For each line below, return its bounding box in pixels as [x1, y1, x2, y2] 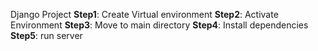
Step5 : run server [10, 30, 83, 41]
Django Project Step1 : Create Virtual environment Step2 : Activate [10, 9, 279, 20]
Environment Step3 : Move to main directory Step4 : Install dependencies [10, 19, 309, 31]
